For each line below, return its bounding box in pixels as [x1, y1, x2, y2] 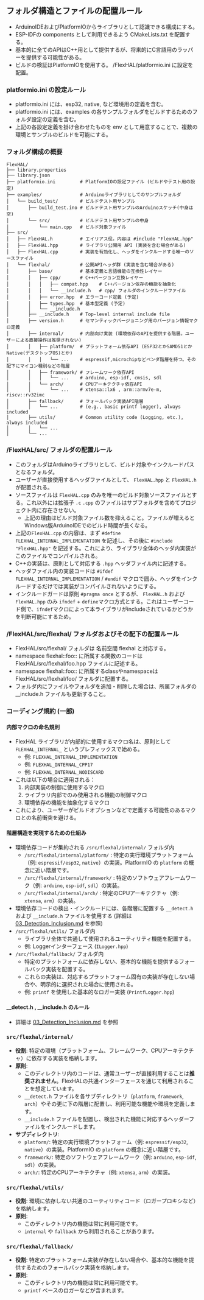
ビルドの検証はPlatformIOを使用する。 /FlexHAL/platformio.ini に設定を [15, 61, 194, 68]
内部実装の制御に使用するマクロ [24, 784, 105, 791]
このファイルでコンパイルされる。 [15, 552, 101, 559]
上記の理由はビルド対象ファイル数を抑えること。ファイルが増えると [24, 514, 195, 521]
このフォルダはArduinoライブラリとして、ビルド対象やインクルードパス [15, 460, 195, 468]
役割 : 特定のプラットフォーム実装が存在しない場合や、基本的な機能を [15, 1256, 189, 1263]
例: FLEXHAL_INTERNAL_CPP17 [24, 761, 93, 768]
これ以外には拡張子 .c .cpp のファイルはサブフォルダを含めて [26, 499, 181, 506]
